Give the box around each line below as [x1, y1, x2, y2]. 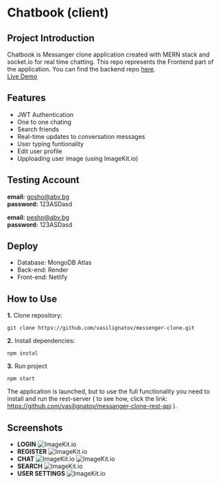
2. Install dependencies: [7, 337, 75, 345]
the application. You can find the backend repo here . [7, 65, 156, 73]
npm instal [7, 350, 38, 357]
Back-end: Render [16, 266, 69, 274]
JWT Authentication [16, 110, 74, 118]
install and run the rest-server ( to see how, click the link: [7, 395, 168, 403]
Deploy [7, 241, 38, 252]
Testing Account [7, 174, 80, 186]
